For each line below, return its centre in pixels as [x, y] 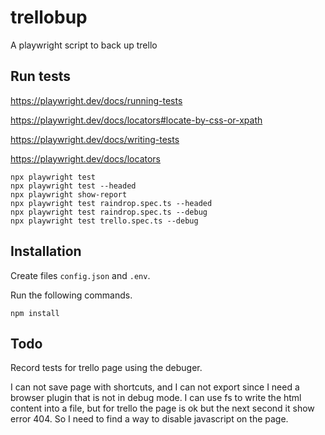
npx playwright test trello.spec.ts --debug [104, 221]
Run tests [40, 76]
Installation [46, 251]
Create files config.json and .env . [80, 275]
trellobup [49, 17]
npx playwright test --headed [73, 186]
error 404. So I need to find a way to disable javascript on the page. [149, 419]
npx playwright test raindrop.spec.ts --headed [111, 203]
